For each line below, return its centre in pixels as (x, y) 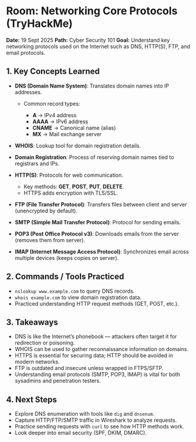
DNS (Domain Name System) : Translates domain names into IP (92, 86)
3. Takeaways (32, 322)
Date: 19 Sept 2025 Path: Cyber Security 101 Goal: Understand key (88, 40)
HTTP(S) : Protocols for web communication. (69, 175)
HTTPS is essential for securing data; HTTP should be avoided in (94, 356)
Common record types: (52, 104)
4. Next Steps (32, 399)
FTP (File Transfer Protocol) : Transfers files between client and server (101, 204)
